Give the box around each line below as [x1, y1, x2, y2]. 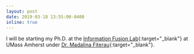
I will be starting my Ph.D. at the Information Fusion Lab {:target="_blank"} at [6, 35, 188, 42]
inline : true [6, 19, 38, 25]
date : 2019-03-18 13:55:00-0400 [6, 14, 84, 20]
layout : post [6, 8, 38, 15]
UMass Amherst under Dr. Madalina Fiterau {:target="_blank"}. [6, 41, 155, 48]
